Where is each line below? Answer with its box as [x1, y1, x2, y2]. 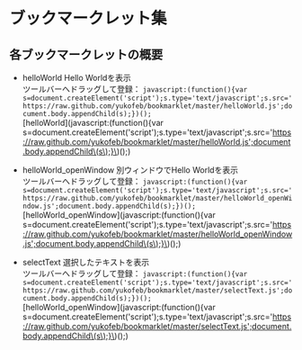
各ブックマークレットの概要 [9, 47, 164, 62]
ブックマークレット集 [9, 8, 168, 29]
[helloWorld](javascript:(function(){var [22, 118, 164, 128]
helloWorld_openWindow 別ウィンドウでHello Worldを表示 [22, 165, 238, 175]
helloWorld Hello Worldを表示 [22, 73, 132, 83]
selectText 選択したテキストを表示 [22, 257, 150, 267]
